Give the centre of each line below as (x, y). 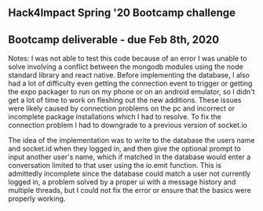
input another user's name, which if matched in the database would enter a (130, 157)
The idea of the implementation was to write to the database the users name (131, 140)
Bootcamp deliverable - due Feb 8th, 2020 (114, 40)
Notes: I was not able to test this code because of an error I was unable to (128, 59)
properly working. (37, 198)
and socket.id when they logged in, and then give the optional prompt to (124, 149)
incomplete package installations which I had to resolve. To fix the (115, 117)
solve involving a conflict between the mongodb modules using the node (126, 67)
